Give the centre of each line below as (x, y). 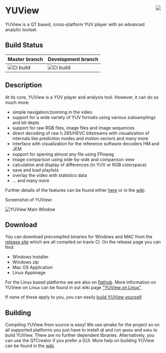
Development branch (73, 59)
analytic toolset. (21, 29)
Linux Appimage (29, 273)
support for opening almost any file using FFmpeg (63, 154)
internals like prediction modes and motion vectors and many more (80, 138)
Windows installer (30, 257)
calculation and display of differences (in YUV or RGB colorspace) (79, 165)
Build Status (24, 45)
